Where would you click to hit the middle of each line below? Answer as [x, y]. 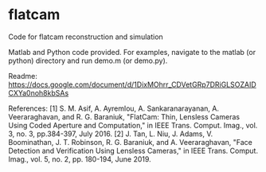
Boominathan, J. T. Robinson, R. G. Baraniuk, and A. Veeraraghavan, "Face [131, 142]
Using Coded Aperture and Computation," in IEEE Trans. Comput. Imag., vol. [133, 125]
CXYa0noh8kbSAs [39, 92]
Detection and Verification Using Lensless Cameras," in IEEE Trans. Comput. [133, 150]
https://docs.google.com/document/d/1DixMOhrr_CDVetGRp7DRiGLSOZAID [132, 84]
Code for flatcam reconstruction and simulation [86, 37]
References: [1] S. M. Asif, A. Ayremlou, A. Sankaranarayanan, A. [114, 108]
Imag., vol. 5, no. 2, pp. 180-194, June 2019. [80, 159]
